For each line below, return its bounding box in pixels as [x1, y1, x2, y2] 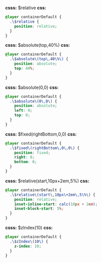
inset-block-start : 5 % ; [14, 206, 64, 211]
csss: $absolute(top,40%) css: [5, 42, 70, 48]
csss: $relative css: [5, 5, 47, 11]
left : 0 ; [14, 108, 33, 113]
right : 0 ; [14, 155, 35, 160]
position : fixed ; [14, 150, 51, 155]
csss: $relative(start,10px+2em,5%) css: [5, 178, 89, 184]
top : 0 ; [14, 113, 30, 118]
